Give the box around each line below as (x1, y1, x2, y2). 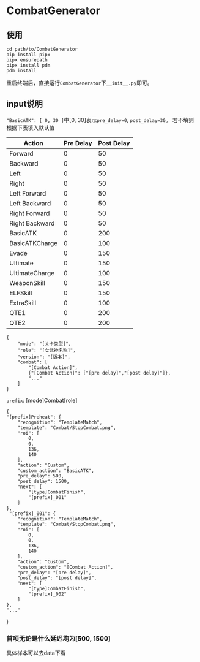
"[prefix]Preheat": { (6, 414, 62, 420)
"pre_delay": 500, (17, 473, 64, 479)
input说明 (6, 99, 43, 109)
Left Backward (9, 199, 51, 207)
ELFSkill (9, 289, 32, 297)
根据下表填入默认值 (6, 124, 55, 131)
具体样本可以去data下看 (6, 649, 66, 656)
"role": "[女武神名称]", (17, 347, 76, 353)
